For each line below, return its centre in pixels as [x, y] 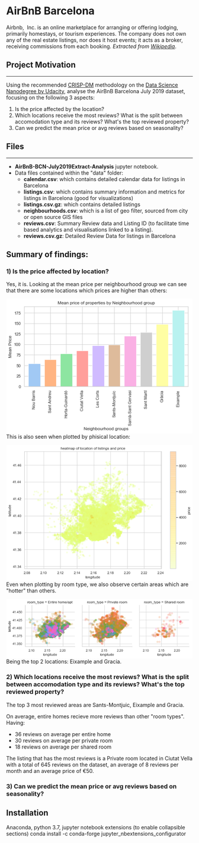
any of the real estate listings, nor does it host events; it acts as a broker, [94, 40]
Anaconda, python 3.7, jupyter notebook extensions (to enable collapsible [96, 827]
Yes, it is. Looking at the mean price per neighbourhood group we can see [97, 284]
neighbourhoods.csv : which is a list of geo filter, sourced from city [106, 210]
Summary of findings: [47, 254]
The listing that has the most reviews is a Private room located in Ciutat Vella [99, 758]
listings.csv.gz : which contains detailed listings [82, 204]
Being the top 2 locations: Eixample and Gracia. [64, 662]
